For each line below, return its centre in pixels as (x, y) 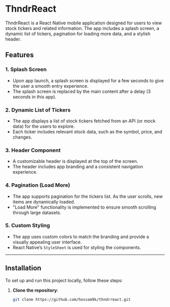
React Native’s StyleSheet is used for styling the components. (77, 247)
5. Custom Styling (28, 225)
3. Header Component (33, 150)
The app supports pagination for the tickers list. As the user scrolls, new (88, 196)
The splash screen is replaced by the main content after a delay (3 (81, 91)
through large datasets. (37, 212)
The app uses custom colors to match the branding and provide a (81, 236)
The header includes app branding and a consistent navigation (78, 167)
